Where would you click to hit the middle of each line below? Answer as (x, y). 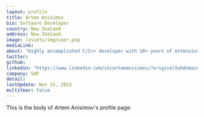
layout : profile (27, 12)
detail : (16, 79)
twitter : (17, 57)
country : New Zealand (34, 29)
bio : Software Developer (38, 23)
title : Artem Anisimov (35, 17)
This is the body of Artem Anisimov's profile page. (69, 107)
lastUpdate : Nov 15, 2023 (39, 85)
